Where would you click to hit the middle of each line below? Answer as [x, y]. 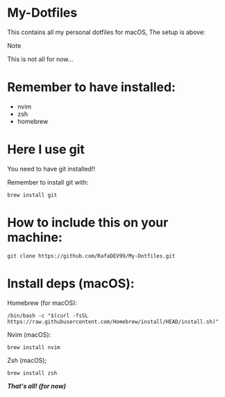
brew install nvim [34, 347]
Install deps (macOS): [71, 283]
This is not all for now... [40, 59]
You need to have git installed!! [51, 169]
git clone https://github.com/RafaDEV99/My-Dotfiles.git [91, 256]
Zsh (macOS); [27, 360]
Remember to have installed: [91, 87]
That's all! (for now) [36, 386]
